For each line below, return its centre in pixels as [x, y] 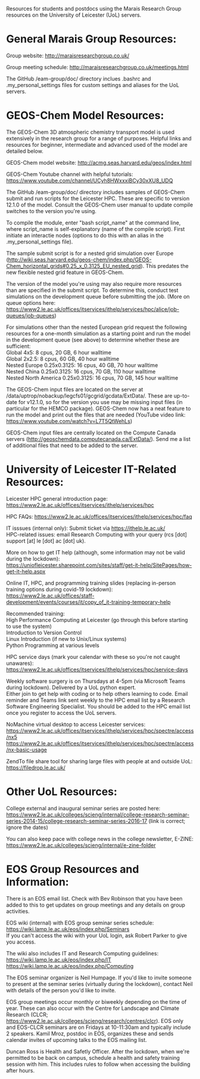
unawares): [20, 663]
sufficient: [18, 346]
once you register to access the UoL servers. [61, 713]
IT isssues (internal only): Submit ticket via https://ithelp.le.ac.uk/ [86, 528]
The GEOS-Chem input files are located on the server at [75, 389]
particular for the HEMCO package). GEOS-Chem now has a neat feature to [99, 408]
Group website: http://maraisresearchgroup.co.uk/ [68, 56]
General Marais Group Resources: [91, 39]
